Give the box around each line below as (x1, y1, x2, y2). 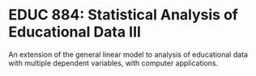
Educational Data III (8, 23, 142, 41)
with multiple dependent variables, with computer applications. (8, 58, 219, 68)
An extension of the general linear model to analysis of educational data (8, 49, 249, 59)
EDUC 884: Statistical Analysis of (8, 6, 239, 24)
